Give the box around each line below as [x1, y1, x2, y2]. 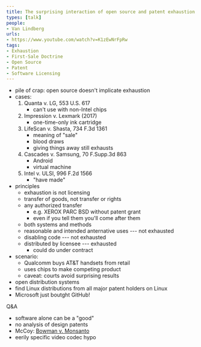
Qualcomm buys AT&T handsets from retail [23, 259, 131, 266]
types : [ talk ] [6, 14, 42, 20]
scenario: [14, 253, 39, 260]
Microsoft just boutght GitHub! [14, 291, 90, 298]
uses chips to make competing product [23, 266, 122, 273]
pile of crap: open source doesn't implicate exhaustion [14, 87, 150, 94]
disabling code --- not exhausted [23, 234, 107, 241]
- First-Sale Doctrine [6, 54, 63, 60]
